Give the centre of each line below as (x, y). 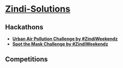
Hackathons (24, 27)
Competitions (26, 59)
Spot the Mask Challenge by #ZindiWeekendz (60, 44)
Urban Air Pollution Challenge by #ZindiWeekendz (65, 39)
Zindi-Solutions (38, 9)
